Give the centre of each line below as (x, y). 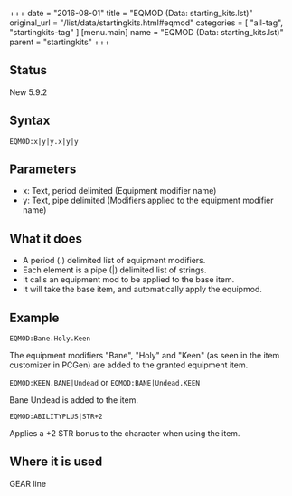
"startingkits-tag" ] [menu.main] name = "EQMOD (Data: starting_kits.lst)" (146, 32)
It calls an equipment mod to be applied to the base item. (128, 280)
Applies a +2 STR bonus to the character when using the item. (125, 434)
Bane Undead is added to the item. (74, 400)
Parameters (43, 170)
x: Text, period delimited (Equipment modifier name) (119, 191)
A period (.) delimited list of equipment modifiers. (114, 261)
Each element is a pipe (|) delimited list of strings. (114, 270)
